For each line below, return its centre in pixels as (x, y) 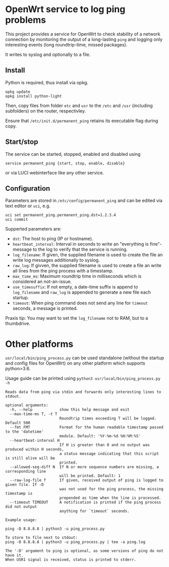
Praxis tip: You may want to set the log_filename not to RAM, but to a (77, 318)
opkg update (18, 92)
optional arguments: (27, 405)
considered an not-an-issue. (42, 281)
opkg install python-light (34, 96)
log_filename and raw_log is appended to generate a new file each (82, 292)
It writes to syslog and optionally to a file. (48, 54)
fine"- (156, 244)
